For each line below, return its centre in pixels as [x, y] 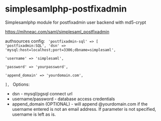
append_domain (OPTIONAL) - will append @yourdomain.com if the [80, 104]
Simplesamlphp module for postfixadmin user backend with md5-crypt [76, 22]
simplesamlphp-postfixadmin [66, 9]
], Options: [17, 84]
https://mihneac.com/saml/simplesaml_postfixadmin [57, 31]
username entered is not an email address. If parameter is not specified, [84, 109]
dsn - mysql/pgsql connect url [42, 93]
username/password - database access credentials [64, 99]
